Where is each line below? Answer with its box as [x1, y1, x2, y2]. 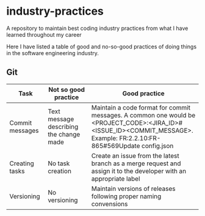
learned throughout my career [6, 31, 82, 38]
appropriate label [91, 174, 140, 183]
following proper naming [91, 192, 162, 200]
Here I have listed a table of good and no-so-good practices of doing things [6, 43, 197, 50]
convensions [91, 199, 128, 208]
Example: [91, 133, 118, 142]
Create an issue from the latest [91, 151, 180, 160]
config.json [141, 141, 174, 150]
